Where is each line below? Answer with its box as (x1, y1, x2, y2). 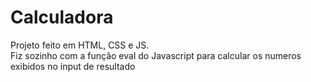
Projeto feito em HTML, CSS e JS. (10, 39, 150, 51)
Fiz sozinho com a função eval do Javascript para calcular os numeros (10, 49, 302, 61)
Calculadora (10, 6, 114, 29)
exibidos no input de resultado (10, 60, 136, 72)
